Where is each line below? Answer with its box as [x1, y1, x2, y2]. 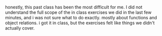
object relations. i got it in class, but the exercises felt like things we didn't [5, 20, 155, 26]
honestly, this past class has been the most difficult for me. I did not [5, 4, 143, 10]
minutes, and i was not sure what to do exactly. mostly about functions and [5, 15, 158, 20]
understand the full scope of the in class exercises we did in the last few [5, 9, 152, 15]
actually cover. [5, 25, 35, 31]
